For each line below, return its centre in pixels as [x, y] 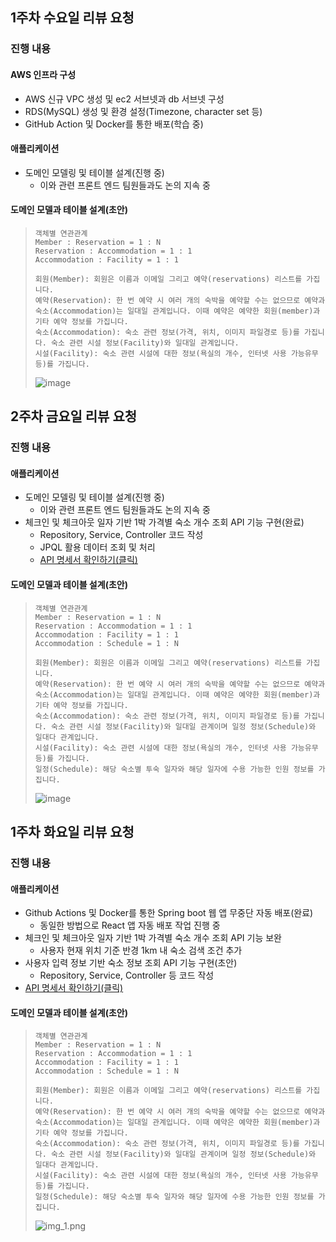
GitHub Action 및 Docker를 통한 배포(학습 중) [114, 124]
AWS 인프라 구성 [43, 74]
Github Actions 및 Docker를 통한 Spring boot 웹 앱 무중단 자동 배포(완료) [169, 913]
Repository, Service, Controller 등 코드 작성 [127, 975]
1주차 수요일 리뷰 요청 [72, 18]
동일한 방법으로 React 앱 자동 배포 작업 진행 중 [130, 925]
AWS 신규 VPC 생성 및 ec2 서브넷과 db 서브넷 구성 [124, 99]
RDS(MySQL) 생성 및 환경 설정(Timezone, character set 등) [143, 111]
